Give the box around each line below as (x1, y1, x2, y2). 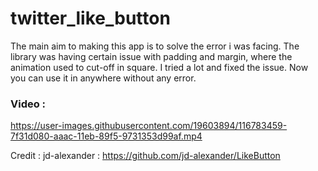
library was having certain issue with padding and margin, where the (10, 50, 293, 62)
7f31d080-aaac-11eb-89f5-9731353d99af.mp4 (10, 130, 203, 142)
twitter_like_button (10, 7, 171, 30)
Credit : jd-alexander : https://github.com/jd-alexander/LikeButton (10, 150, 281, 162)
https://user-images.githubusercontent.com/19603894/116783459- (10, 120, 288, 132)
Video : (10, 97, 47, 111)
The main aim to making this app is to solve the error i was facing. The (10, 40, 300, 52)
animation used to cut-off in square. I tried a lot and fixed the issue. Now (10, 61, 309, 73)
